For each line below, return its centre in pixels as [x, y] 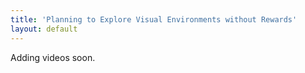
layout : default [44, 29]
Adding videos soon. [53, 57]
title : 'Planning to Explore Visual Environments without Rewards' [154, 19]
